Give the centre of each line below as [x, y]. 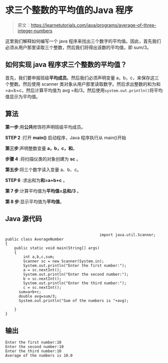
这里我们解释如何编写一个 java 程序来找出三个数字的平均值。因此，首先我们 [83, 41]
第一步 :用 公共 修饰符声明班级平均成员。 [46, 127]
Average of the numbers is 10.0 [39, 356]
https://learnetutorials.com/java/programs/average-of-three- [94, 25]
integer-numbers [35, 31]
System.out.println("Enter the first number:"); [75, 266]
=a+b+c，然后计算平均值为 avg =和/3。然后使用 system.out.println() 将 [80, 90]
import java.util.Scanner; [128, 235]
